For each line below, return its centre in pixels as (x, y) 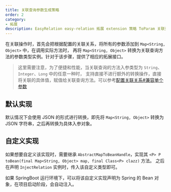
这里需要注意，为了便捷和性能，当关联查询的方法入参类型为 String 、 (90, 68)
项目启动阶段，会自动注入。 (48, 184)
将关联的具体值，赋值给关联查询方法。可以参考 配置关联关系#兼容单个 (91, 80)
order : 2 (15, 15)
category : (16, 19)
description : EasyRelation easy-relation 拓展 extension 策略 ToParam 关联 (85, 29)
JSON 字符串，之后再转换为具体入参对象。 (50, 123)
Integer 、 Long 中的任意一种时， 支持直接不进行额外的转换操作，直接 (90, 74)
